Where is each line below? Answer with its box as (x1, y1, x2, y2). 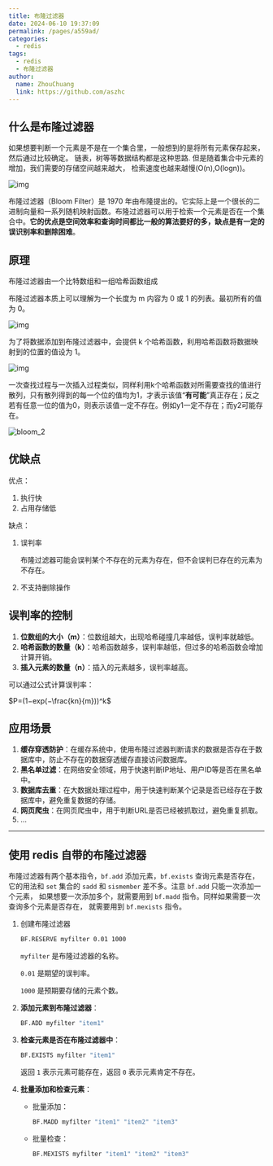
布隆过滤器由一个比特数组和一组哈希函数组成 (8, 276, 158, 286)
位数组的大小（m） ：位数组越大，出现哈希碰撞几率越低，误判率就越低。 (19, 632, 258, 642)
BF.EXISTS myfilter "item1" (19, 1051, 115, 1059)
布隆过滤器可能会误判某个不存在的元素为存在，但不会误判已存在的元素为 (19, 555, 262, 564)
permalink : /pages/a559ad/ (8, 27, 100, 35)
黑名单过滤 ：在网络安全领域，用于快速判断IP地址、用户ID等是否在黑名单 (19, 765, 262, 774)
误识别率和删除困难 (8, 227, 73, 237)
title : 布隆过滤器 (8, 11, 65, 20)
